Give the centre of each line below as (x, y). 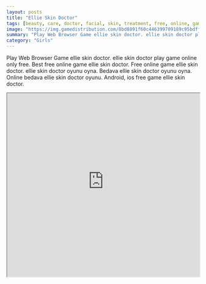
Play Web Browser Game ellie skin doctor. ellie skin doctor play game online (102, 58)
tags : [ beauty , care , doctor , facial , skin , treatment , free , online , (98, 23)
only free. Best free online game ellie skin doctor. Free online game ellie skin (102, 64)
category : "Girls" (30, 40)
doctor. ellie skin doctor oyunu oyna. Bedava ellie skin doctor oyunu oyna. (99, 71)
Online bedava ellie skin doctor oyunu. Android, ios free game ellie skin (96, 77)
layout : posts (24, 12)
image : (15, 29)
